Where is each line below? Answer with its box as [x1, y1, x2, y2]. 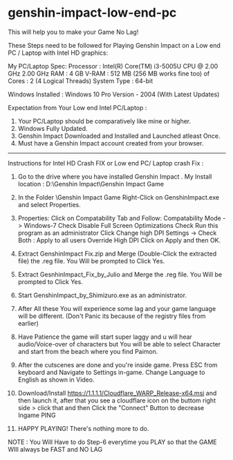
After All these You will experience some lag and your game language [17, 304, 216, 312]
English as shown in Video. [17, 375, 95, 384]
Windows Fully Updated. [17, 124, 88, 132]
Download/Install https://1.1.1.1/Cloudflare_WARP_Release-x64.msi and [17, 389, 217, 397]
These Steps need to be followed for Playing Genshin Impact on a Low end [8, 41, 221, 49]
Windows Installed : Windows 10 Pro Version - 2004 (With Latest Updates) [8, 90, 220, 98]
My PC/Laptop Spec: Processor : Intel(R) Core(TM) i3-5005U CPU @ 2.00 [8, 62, 218, 70]
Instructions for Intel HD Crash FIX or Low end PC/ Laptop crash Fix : [8, 159, 204, 167]
